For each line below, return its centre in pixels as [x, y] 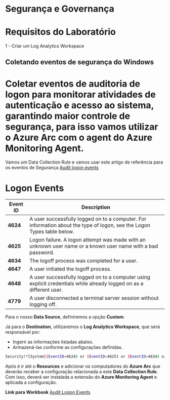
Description [96, 207]
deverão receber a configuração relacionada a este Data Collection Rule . [82, 372]
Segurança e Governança [60, 9]
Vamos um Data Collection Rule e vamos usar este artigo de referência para [84, 162]
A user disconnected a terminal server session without [94, 298]
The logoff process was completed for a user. [84, 261]
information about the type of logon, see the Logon [90, 225]
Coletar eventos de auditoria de [73, 84]
